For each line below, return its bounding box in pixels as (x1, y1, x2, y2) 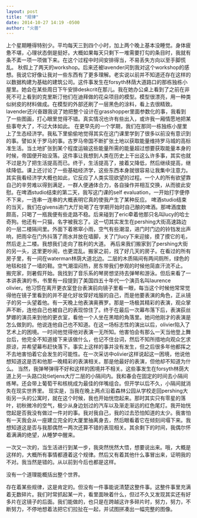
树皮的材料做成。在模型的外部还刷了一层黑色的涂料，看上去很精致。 (11, 101, 176, 108)
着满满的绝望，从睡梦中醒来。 (6, 432, 78, 439)
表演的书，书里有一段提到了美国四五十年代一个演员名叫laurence (16, 277, 171, 284)
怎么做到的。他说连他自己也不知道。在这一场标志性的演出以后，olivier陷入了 (6, 321, 191, 328)
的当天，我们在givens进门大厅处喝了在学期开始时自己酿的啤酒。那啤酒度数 (6, 203, 186, 210)
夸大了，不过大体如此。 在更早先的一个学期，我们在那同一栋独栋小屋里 (16, 123, 188, 130)
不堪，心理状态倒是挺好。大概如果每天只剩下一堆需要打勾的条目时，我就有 (11, 49, 191, 56)
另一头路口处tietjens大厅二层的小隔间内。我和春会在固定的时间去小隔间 (16, 373, 189, 380)
